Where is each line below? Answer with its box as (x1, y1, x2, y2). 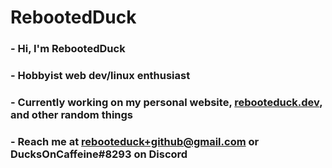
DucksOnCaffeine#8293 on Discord (10, 147, 188, 161)
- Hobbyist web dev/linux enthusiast (10, 69, 191, 83)
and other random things (10, 107, 134, 121)
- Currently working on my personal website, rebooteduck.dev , (10, 95, 323, 109)
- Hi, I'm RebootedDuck (10, 42, 126, 56)
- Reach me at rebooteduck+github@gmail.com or (10, 134, 260, 148)
